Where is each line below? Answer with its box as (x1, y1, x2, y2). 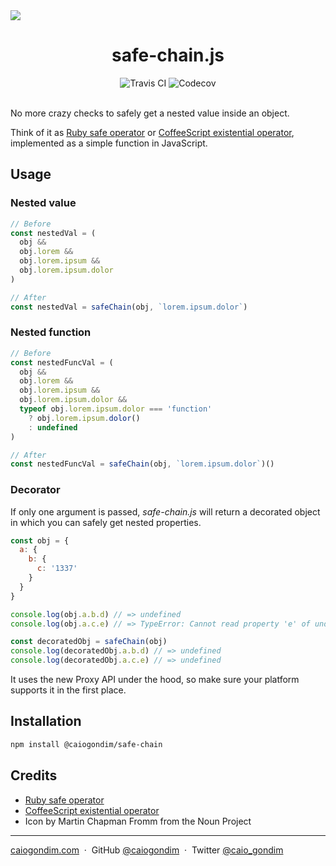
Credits (10, 767, 58, 784)
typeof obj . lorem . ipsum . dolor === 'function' (19, 404, 213, 414)
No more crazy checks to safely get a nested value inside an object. (10, 107, 290, 119)
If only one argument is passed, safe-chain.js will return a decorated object (10, 505, 321, 518)
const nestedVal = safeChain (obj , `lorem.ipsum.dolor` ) (10, 302, 248, 312)
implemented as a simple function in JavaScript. (10, 137, 208, 149)
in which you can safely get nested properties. (10, 516, 202, 528)
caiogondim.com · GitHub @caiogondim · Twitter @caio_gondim (10, 844, 284, 856)
